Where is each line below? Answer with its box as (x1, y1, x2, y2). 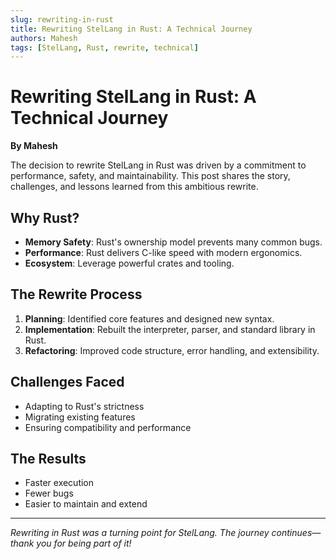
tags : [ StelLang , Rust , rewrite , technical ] (10, 42, 199, 53)
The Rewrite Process (10, 286, 143, 303)
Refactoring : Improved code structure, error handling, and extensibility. (24, 344, 320, 356)
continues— (271, 527, 322, 539)
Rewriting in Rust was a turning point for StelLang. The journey (10, 527, 270, 539)
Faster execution (24, 477, 95, 489)
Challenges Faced (10, 374, 125, 391)
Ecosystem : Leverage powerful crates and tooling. (24, 257, 235, 269)
